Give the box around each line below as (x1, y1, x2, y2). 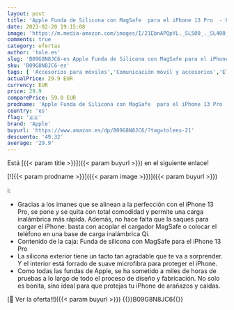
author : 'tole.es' (7, 49, 61, 56)
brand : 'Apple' (7, 120, 52, 127)
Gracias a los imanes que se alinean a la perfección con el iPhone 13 (17, 200, 214, 209)
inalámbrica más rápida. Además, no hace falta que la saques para (17, 215, 209, 224)
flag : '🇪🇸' (7, 114, 42, 121)
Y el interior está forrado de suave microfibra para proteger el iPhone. (17, 259, 218, 268)
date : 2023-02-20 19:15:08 (7, 23, 86, 30)
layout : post (7, 10, 45, 17)
